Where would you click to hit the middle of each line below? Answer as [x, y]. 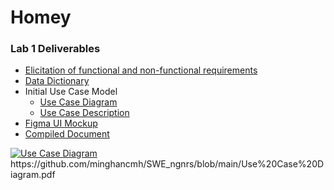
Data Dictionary [57, 81]
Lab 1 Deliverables [55, 49]
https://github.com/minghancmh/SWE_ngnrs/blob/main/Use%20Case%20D [167, 164]
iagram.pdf [33, 175]
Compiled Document [67, 134]
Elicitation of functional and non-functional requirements [141, 70]
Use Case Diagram [78, 102]
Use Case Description [84, 113]
